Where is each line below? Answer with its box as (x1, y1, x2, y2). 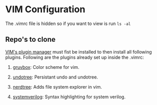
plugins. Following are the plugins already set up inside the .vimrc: (5, 54, 144, 60)
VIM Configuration (5, 4, 86, 15)
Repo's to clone (5, 35, 56, 44)
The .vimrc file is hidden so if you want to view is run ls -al (5, 20, 131, 27)
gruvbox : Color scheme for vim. (12, 64, 80, 70)
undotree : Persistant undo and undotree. (12, 74, 98, 80)
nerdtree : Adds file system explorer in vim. (12, 84, 102, 90)
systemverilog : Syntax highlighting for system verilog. (12, 93, 126, 100)
